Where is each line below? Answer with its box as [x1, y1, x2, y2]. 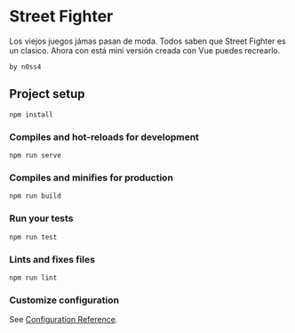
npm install [9, 110, 53, 119]
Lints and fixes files [9, 253, 96, 265]
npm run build [9, 191, 62, 201]
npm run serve [9, 151, 62, 160]
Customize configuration [9, 294, 120, 306]
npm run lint [9, 273, 58, 282]
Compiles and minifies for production [9, 171, 173, 183]
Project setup [9, 86, 86, 102]
